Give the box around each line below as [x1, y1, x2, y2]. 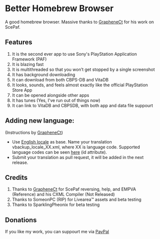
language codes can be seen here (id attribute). [12, 149, 107, 155]
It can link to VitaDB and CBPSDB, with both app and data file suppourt [12, 102, 153, 108]
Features [5, 38, 32, 47]
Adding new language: [5, 117, 75, 125]
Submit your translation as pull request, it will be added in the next [12, 154, 144, 160]
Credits [5, 173, 28, 182]
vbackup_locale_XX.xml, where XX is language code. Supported [12, 144, 140, 150]
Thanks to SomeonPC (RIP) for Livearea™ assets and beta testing [12, 197, 142, 203]
